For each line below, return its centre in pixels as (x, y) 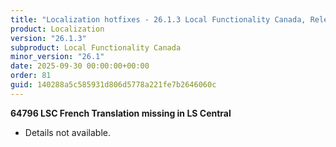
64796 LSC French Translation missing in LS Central (121, 113)
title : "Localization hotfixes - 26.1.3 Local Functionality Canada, (158, 19)
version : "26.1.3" (48, 38)
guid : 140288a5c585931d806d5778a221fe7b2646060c (113, 85)
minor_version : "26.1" (57, 57)
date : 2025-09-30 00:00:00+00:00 (80, 66)
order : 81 (31, 76)
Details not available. (67, 132)
